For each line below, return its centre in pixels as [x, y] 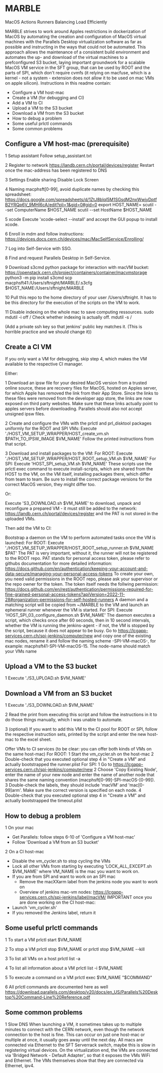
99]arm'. [14, 790]
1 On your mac [19, 828]
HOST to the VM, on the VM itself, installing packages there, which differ [78, 474]
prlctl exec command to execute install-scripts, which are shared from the [79, 469]
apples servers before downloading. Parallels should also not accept [74, 409]
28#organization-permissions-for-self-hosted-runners [60, 599]
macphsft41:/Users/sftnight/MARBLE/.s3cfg [49, 283]
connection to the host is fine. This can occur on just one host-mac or [75, 1035]
